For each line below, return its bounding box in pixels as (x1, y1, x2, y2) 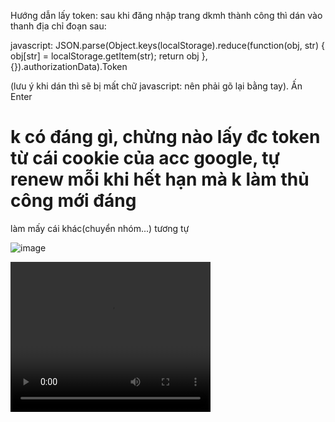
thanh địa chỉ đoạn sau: (10, 20, 107, 32)
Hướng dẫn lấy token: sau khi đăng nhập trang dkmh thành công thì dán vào (10, 10, 323, 21)
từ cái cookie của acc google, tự (10, 147, 281, 170)
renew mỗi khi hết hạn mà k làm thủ (10, 168, 310, 191)
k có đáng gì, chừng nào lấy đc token (10, 126, 321, 149)
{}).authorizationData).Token (10, 61, 128, 72)
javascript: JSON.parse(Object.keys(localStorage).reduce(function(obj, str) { (10, 40, 325, 51)
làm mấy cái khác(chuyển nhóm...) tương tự (10, 222, 190, 234)
